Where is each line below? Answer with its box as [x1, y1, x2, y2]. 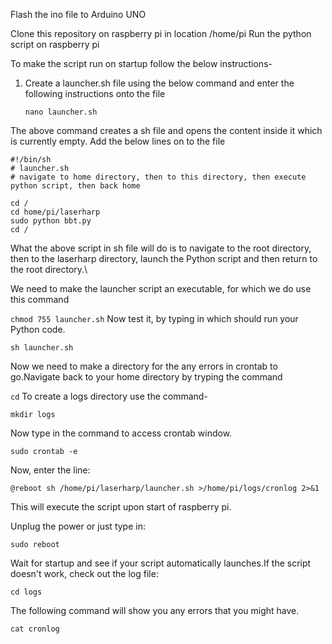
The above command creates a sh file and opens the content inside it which [10, 125, 323, 136]
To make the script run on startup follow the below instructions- [10, 58, 273, 69]
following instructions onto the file [24, 88, 166, 99]
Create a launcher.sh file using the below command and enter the [24, 77, 295, 89]
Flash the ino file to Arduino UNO [10, 9, 147, 20]
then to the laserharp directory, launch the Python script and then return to [10, 253, 318, 264]
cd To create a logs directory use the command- [10, 390, 208, 402]
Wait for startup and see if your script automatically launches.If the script [10, 557, 312, 569]
